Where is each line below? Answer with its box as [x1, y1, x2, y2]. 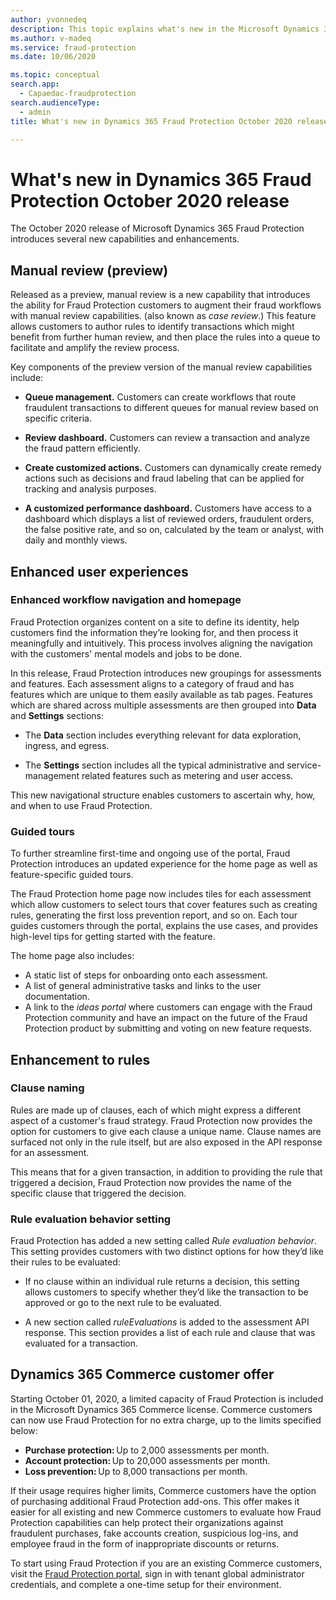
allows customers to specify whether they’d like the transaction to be [24, 1286, 309, 1298]
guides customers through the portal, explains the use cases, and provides [10, 920, 319, 932]
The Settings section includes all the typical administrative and [24, 759, 285, 771]
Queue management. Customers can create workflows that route [24, 391, 297, 403]
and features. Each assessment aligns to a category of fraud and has [10, 677, 295, 690]
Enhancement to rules [10, 1051, 151, 1068]
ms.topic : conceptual [10, 70, 101, 80]
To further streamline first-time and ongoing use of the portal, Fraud [10, 847, 291, 860]
